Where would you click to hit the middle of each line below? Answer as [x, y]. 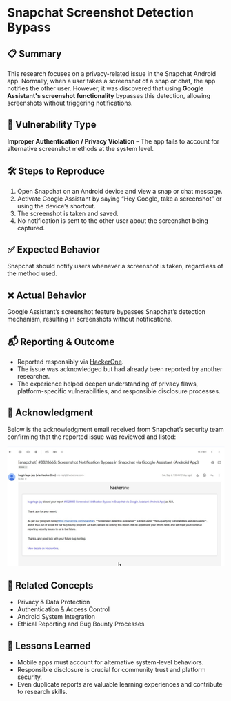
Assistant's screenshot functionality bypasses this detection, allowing [109, 96]
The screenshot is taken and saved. [68, 213]
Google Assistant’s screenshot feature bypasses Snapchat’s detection [106, 312]
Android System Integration [56, 617]
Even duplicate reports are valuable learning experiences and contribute [120, 684]
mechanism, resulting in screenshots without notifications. [90, 319]
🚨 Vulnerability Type [52, 125]
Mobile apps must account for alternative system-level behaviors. [110, 662]
